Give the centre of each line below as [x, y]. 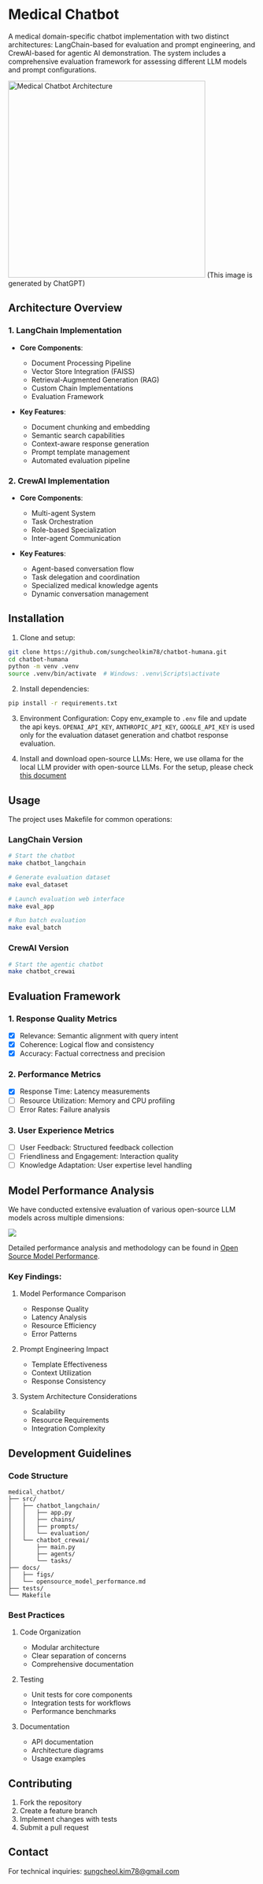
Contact [28, 1852]
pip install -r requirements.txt [63, 703]
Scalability [48, 1412]
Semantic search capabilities [78, 435]
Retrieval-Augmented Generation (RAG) [95, 379]
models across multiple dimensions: [66, 1217]
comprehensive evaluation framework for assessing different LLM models [128, 61]
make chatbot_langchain [47, 864]
